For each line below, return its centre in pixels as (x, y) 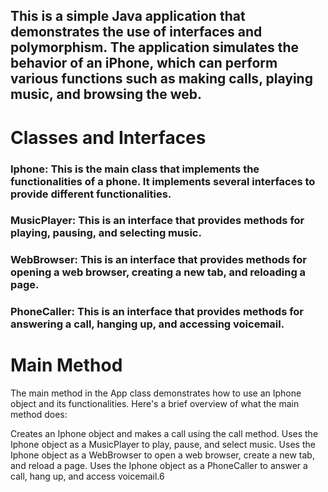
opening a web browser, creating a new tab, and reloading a (158, 272)
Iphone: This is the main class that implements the (135, 169)
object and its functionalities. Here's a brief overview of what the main (155, 404)
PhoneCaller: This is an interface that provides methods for (157, 312)
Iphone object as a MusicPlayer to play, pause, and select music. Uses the (163, 445)
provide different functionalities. (91, 194)
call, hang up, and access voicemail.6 (87, 476)
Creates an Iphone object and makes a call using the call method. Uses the (164, 434)
